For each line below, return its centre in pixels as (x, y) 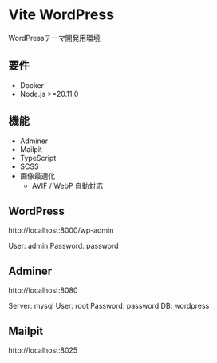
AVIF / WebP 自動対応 (67, 185)
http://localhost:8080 (43, 290)
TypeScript (38, 158)
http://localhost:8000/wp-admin (61, 230)
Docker (32, 85)
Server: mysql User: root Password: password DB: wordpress (109, 306)
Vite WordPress (61, 15)
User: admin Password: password (63, 246)
